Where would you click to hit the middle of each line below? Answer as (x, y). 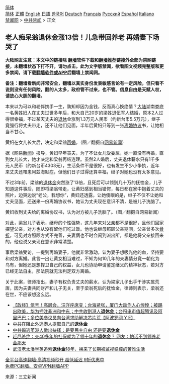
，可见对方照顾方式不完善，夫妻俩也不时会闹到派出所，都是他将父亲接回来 (87, 235)
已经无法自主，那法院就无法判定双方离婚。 (49, 271)
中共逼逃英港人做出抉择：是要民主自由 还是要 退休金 (66, 330)
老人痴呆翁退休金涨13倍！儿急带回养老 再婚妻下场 (82, 37)
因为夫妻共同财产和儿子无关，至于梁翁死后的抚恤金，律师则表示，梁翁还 (89, 288)
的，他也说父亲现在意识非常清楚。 (40, 241)
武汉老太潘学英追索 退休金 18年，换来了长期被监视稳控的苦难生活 (79, 349)
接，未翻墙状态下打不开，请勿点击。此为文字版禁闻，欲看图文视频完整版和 (82, 66)
